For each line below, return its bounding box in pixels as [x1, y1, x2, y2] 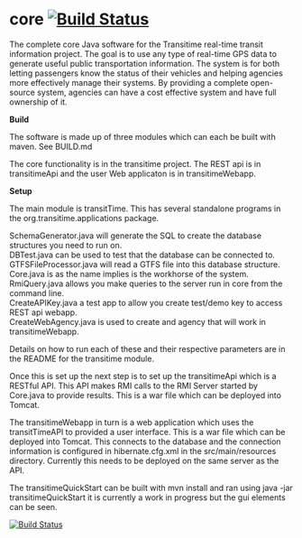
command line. [9, 287, 65, 298]
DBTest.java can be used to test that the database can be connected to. [9, 249, 275, 260]
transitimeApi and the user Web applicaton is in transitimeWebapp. [9, 168, 257, 179]
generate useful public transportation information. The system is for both [9, 58, 280, 69]
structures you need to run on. [9, 239, 123, 250]
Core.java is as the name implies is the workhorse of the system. [9, 268, 250, 279]
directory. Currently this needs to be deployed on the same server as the [9, 455, 279, 466]
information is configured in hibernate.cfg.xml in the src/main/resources [9, 445, 277, 456]
